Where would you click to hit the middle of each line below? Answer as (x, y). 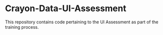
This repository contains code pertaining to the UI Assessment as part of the (82, 22)
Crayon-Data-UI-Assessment (66, 9)
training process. (22, 27)
